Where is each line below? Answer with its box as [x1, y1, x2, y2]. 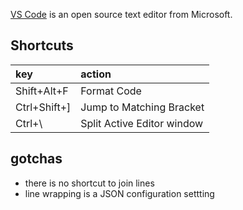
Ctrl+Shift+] [15, 100, 72, 114]
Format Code [80, 84, 142, 98]
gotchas [10, 150, 63, 168]
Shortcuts [10, 37, 74, 54]
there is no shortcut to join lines [24, 177, 155, 189]
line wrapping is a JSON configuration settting [24, 187, 215, 199]
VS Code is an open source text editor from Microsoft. [10, 9, 233, 20]
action [80, 67, 112, 81]
